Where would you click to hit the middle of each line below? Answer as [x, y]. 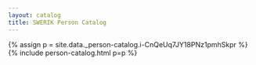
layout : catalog [34, 15]
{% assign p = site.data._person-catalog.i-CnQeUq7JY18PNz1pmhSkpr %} [128, 44]
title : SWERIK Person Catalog [58, 22]
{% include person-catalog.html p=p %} [73, 53]
